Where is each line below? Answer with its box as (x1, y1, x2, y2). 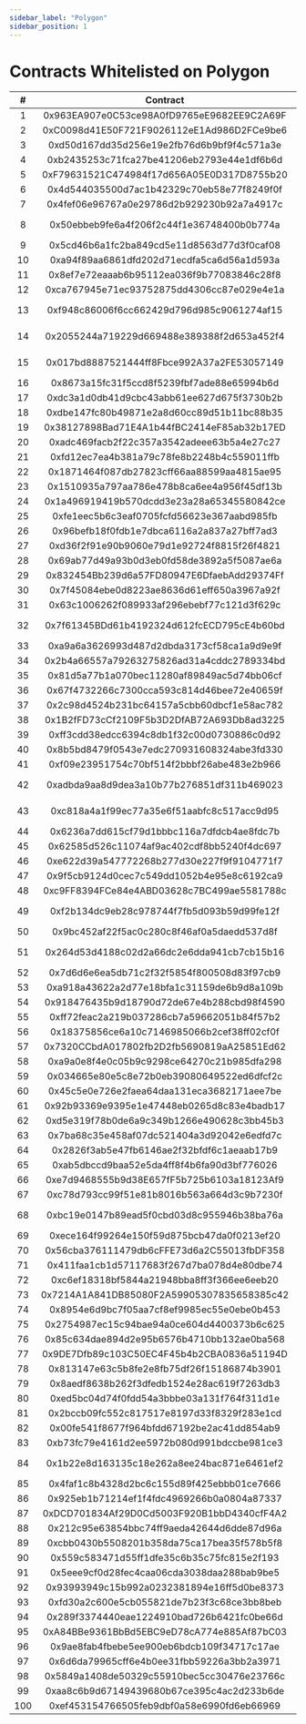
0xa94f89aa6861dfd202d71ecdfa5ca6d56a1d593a (49, 254, 280, 267)
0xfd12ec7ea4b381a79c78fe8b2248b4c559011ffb (49, 451, 280, 464)
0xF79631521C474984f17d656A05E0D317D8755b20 (42, 168, 289, 181)
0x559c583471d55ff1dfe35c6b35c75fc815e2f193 (49, 1552, 280, 1565)
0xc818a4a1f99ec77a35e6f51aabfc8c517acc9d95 (50, 805, 280, 818)
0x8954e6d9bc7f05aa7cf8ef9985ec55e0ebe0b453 (48, 1303, 280, 1316)
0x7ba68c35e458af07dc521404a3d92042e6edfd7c (47, 1129, 282, 1142)
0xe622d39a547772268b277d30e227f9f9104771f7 (46, 855, 284, 868)
